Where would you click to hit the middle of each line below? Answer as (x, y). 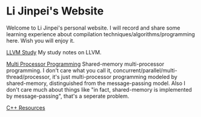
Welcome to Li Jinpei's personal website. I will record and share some (93, 28)
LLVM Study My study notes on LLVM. (54, 52)
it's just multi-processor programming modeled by (115, 77)
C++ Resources (26, 107)
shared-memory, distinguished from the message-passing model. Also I (96, 83)
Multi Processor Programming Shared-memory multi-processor (85, 64)
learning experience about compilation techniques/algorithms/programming (101, 34)
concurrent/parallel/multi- (145, 70)
